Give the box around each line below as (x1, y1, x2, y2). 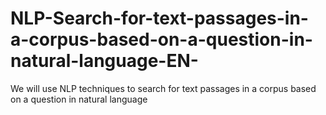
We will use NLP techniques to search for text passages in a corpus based (10, 82, 317, 94)
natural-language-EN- (10, 50, 199, 72)
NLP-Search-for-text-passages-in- (10, 7, 309, 30)
